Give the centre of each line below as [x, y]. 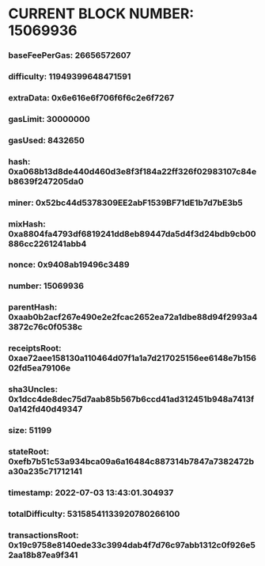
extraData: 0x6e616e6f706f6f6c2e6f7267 [91, 97]
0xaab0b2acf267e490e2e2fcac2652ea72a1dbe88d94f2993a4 [133, 317]
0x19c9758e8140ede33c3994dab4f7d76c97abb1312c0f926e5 [132, 545]
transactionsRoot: [44, 535]
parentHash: [33, 307]
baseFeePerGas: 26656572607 [70, 55]
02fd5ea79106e [40, 368]
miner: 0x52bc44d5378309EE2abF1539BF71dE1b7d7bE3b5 [125, 203]
